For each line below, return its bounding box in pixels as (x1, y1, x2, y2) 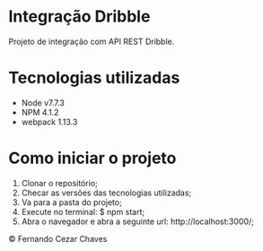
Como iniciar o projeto (8, 148, 177, 168)
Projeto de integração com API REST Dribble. (8, 36, 175, 47)
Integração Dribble (8, 6, 151, 27)
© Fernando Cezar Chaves (8, 233, 108, 244)
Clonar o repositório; (21, 177, 98, 188)
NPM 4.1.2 (21, 106, 59, 118)
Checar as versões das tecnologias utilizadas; (21, 187, 192, 198)
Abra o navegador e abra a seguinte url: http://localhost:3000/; (21, 216, 255, 227)
